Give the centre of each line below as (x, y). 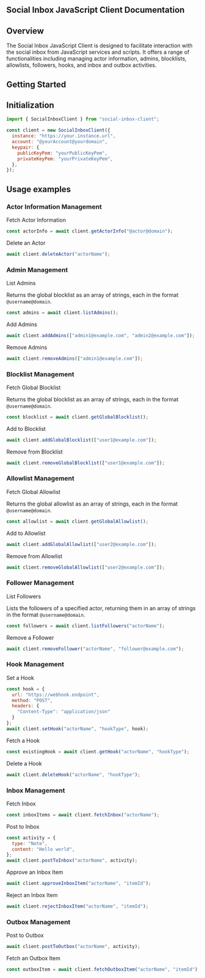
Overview (25, 31)
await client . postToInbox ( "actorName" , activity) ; (72, 860)
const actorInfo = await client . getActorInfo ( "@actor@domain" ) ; (90, 231)
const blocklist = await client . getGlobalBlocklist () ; (77, 417)
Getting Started (36, 84)
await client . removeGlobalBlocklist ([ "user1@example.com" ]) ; (86, 463)
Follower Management (40, 583)
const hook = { (26, 689)
